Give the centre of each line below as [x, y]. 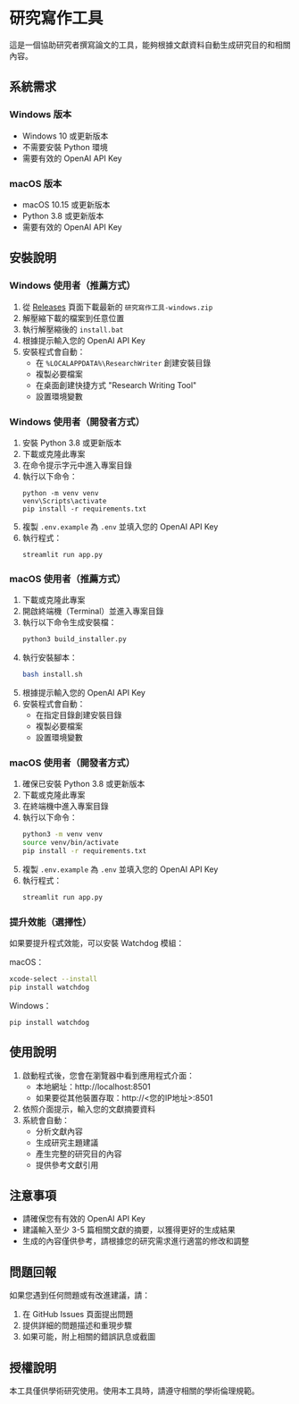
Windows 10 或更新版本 [65, 136]
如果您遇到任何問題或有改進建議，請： [79, 1295]
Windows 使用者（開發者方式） [77, 421]
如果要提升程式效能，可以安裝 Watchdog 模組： [97, 943]
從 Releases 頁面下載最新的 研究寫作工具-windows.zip [117, 307]
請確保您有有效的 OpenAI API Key [83, 1219]
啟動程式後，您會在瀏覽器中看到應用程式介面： [108, 1075]
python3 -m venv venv [62, 834]
